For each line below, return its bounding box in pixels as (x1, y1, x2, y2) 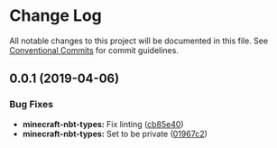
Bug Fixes (9, 98, 54, 111)
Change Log (9, 5, 102, 26)
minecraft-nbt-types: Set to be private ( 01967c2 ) (22, 128, 208, 139)
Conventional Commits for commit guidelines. (9, 44, 179, 55)
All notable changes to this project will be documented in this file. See (9, 35, 269, 46)
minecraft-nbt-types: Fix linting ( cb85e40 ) (22, 118, 184, 129)
